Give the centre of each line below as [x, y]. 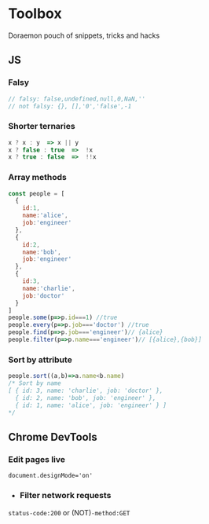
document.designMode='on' [50, 476]
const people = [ [37, 193]
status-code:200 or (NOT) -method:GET [69, 512]
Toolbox [35, 14]
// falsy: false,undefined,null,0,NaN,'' [77, 99]
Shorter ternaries [42, 126]
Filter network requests [65, 496]
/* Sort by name [35, 383]
